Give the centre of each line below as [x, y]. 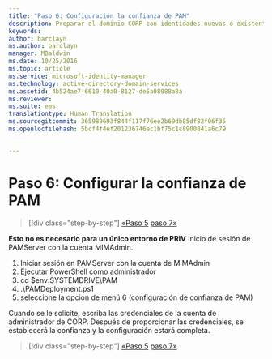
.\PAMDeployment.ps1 [57, 288]
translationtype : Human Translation [70, 114]
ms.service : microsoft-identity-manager [78, 76]
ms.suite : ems [32, 106]
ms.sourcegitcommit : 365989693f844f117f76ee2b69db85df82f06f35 [117, 122]
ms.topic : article [39, 69]
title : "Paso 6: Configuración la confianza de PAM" [99, 16]
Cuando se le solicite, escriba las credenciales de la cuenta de [113, 313]
